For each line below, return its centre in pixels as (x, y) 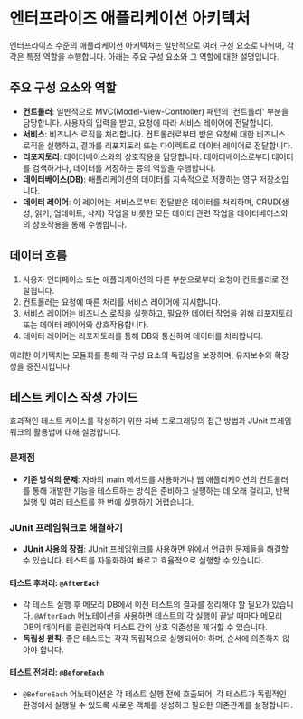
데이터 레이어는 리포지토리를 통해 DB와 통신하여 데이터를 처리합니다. (143, 336)
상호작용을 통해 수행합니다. (80, 224)
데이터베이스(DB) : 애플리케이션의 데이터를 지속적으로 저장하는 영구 (140, 179)
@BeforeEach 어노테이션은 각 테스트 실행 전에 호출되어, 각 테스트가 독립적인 (154, 694)
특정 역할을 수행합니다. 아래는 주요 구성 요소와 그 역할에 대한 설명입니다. (152, 56)
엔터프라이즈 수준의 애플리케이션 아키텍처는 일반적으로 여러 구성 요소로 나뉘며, (147, 45)
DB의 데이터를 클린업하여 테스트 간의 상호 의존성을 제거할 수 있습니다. (145, 627)
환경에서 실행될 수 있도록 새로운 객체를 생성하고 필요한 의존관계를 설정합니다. (158, 705)
